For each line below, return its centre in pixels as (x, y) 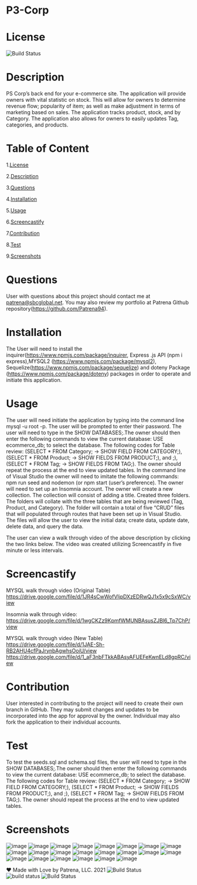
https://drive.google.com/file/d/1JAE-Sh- (55, 644)
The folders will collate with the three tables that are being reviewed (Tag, (95, 501)
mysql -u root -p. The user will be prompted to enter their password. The (94, 426)
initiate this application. (34, 380)
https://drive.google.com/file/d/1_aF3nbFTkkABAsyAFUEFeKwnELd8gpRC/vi (98, 657)
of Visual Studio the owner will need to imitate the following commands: (93, 476)
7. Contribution (23, 233)
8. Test (13, 244)
